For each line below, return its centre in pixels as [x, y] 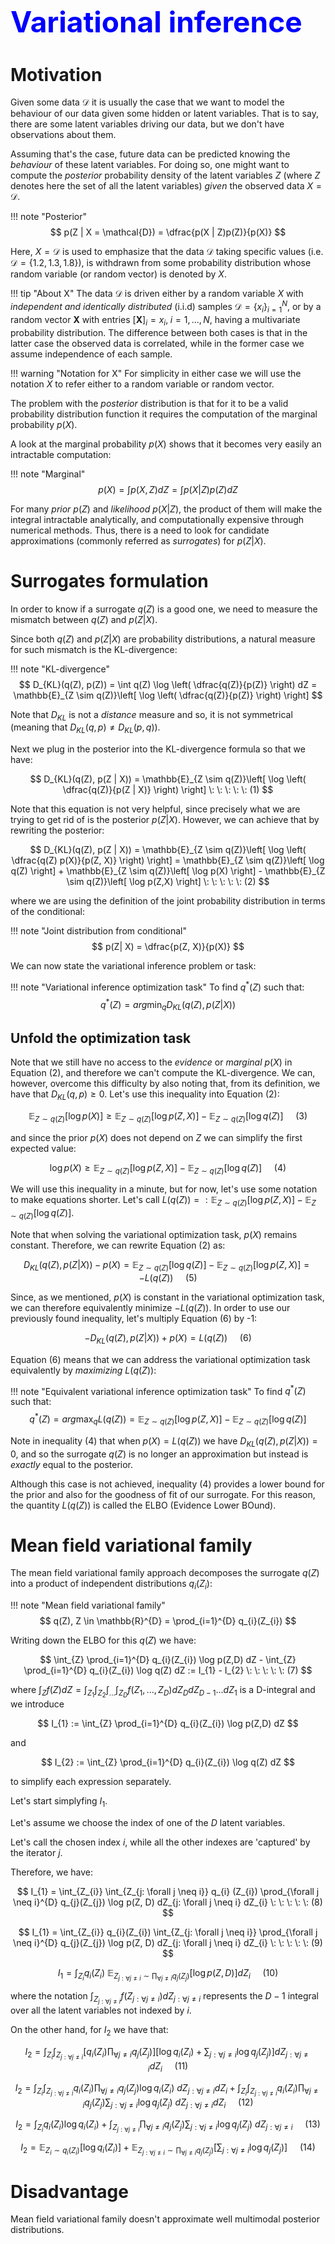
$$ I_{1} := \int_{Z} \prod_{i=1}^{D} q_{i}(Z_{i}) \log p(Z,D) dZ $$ [168, 1724]
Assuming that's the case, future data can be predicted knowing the [150, 154]
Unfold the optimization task [101, 1038]
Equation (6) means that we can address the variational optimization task [160, 1359]
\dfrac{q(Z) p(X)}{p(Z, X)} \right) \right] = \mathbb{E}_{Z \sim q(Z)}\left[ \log [168, 860]
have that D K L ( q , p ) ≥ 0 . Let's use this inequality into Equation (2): [145, 1095]
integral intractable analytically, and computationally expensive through [157, 519]
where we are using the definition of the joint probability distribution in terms [168, 901]
